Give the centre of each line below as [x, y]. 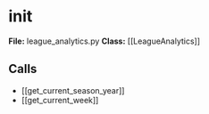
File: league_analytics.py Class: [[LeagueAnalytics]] [104, 41]
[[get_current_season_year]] [73, 90]
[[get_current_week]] [60, 100]
